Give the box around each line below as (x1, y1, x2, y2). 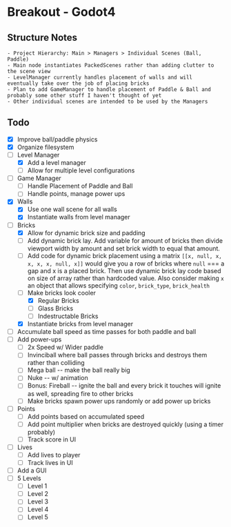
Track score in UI (27, 435, 77, 444)
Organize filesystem (17, 143, 74, 151)
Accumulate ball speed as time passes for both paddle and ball (17, 328, 197, 336)
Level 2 (27, 490, 49, 498)
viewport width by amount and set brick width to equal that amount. (27, 244, 221, 252)
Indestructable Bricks (37, 312, 99, 320)
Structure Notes (7, 32, 78, 43)
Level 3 (27, 497, 49, 506)
